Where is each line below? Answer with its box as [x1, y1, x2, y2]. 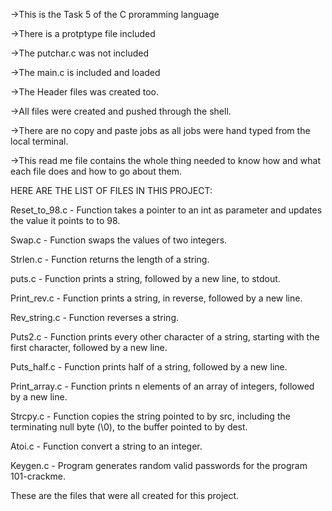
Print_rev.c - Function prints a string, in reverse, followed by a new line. [10, 292, 303, 304]
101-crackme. [10, 470, 66, 482]
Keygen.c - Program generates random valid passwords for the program [10, 460, 308, 471]
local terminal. [10, 135, 69, 147]
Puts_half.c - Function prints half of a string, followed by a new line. [10, 361, 288, 373]
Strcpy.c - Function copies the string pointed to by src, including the [10, 410, 291, 422]
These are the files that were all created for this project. [10, 490, 240, 501]
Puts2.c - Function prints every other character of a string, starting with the [10, 331, 320, 343]
